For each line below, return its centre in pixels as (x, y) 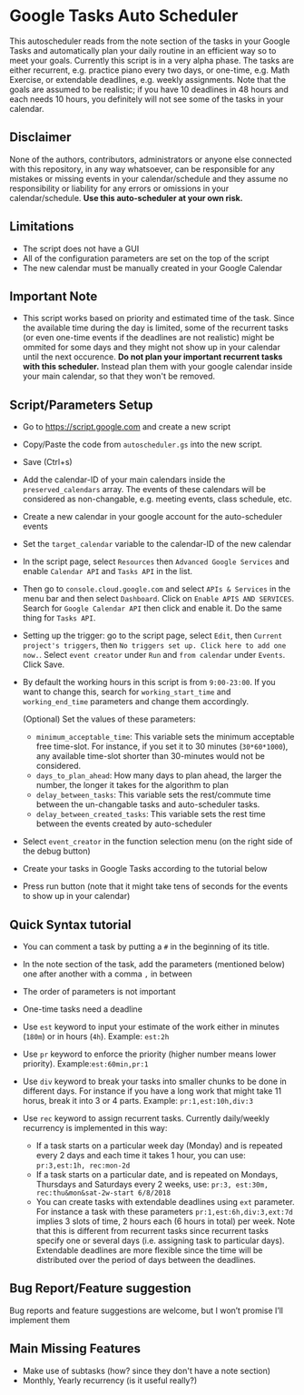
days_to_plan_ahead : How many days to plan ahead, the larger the (159, 775)
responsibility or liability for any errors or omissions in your (119, 188)
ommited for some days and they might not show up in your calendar (152, 348)
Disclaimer (40, 137)
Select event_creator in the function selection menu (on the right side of (157, 842)
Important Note (54, 296)
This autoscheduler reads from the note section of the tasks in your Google (150, 41)
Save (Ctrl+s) (47, 462)
